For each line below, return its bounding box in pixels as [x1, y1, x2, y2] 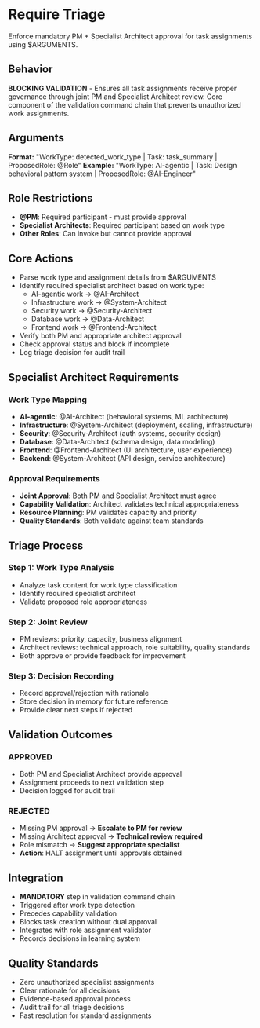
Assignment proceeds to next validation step [19, 777, 164, 787]
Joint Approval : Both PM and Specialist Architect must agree [19, 491, 217, 500]
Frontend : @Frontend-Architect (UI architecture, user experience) [19, 445, 233, 455]
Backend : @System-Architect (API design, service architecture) [19, 453, 226, 463]
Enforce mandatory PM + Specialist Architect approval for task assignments [8, 31, 253, 41]
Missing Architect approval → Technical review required [19, 832, 203, 841]
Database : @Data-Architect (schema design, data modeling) [19, 437, 215, 446]
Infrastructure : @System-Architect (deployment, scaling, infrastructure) [19, 420, 253, 430]
